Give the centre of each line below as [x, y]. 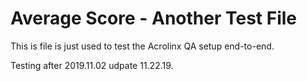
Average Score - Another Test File [153, 18]
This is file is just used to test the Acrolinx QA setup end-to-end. [142, 46]
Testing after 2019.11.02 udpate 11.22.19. [92, 65]
